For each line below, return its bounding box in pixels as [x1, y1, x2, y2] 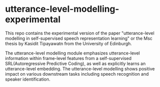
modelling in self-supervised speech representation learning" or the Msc [5, 35, 153, 41]
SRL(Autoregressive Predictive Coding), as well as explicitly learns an [5, 60, 146, 66]
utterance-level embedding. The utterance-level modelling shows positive [5, 65, 155, 72]
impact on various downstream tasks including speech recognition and [5, 71, 149, 77]
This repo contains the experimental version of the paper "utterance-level [5, 30, 155, 36]
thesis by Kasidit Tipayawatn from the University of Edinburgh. [5, 40, 132, 46]
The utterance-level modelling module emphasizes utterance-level [5, 50, 140, 56]
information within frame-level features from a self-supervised [5, 55, 132, 61]
